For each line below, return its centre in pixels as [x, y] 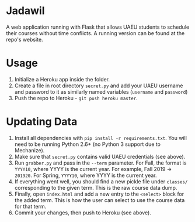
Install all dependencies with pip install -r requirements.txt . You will [100, 138]
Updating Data [42, 122]
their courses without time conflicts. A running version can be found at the [95, 33]
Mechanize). [29, 150]
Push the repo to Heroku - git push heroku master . [76, 98]
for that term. [30, 206]
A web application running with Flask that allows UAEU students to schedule [98, 27]
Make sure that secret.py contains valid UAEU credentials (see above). [100, 156]
